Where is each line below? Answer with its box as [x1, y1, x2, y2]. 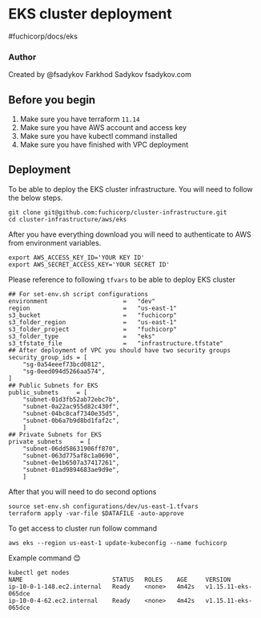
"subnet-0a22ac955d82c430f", [22, 402, 120, 410]
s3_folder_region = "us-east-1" [8, 318, 178, 326]
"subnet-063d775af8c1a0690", [22, 451, 120, 460]
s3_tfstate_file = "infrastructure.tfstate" [8, 339, 224, 348]
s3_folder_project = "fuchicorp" [8, 325, 178, 333]
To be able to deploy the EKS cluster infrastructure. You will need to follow [8, 184, 254, 193]
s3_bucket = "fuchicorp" [8, 311, 178, 319]
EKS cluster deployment [8, 5, 172, 23]
